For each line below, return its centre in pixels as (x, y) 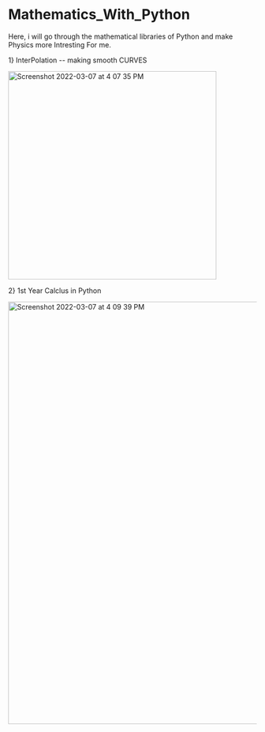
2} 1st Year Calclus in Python (55, 291)
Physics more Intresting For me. (60, 44)
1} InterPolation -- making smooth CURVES (78, 60)
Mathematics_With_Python (99, 15)
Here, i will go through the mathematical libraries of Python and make (121, 36)
